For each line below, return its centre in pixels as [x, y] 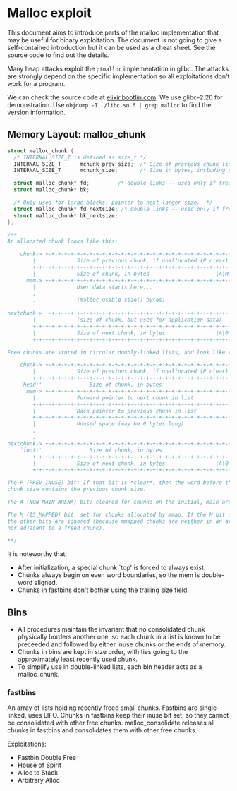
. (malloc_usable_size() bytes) [99, 300]
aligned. [46, 583]
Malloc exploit [49, 13]
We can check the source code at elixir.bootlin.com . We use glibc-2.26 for [115, 97]
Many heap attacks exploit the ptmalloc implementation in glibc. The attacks [118, 68]
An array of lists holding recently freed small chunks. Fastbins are [103, 708]
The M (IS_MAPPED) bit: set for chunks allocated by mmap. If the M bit [116, 514]
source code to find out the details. [58, 55]
